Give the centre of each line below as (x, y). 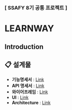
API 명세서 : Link (28, 86)
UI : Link (20, 98)
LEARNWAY (29, 29)
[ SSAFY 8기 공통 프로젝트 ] (36, 7)
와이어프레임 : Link (30, 92)
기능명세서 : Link (28, 79)
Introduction (24, 47)
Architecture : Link (31, 103)
